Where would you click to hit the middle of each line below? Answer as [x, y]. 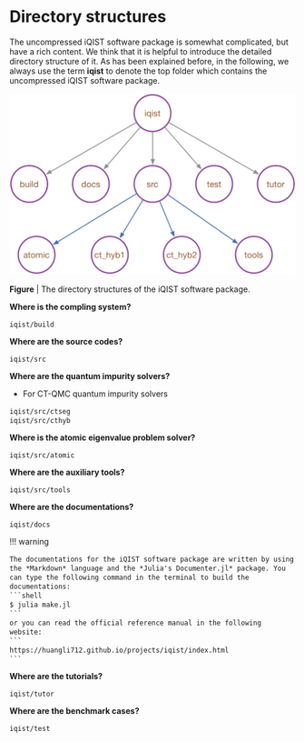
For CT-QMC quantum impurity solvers [95, 394]
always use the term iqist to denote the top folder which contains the [138, 71]
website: [26, 632]
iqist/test [30, 729]
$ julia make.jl [40, 605]
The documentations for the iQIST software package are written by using [152, 560]
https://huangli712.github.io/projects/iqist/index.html [119, 651]
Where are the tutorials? [56, 677]
